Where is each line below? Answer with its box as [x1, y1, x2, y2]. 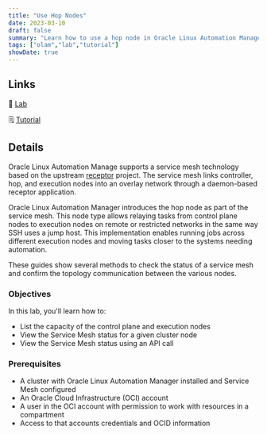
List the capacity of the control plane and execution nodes [19, 321, 211, 331]
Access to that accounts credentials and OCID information [19, 418, 211, 428]
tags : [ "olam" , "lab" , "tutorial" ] [8, 41, 119, 49]
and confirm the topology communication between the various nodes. [8, 268, 237, 278]
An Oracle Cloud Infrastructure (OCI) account [19, 394, 168, 403]
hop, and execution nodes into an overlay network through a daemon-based [8, 179, 258, 188]
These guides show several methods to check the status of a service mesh [8, 259, 254, 270]
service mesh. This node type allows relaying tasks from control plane [8, 211, 238, 221]
